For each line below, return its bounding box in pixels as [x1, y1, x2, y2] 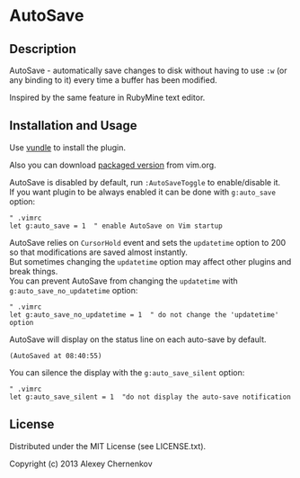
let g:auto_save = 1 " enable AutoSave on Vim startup [9, 221, 223, 230]
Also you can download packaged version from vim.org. [9, 159, 217, 170]
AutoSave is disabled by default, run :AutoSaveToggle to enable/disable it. [9, 176, 281, 187]
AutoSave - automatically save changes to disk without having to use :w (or [9, 65, 287, 76]
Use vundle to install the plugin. [9, 141, 126, 153]
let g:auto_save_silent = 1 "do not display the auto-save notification [9, 392, 292, 401]
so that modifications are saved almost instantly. [9, 247, 189, 257]
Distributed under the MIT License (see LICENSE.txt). [9, 440, 207, 451]
